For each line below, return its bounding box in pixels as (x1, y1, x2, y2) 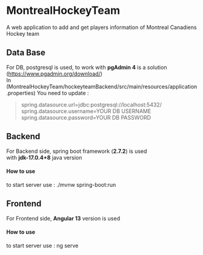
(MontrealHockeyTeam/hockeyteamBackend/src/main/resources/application (6, 83, 198, 90)
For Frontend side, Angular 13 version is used (6, 215, 120, 222)
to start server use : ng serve (6, 242, 79, 249)
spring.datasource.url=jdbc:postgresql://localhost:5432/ (21, 101, 162, 108)
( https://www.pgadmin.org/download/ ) (6, 70, 103, 77)
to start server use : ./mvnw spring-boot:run (6, 181, 116, 188)
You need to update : (36, 89, 89, 97)
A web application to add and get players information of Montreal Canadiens (6, 24, 197, 31)
